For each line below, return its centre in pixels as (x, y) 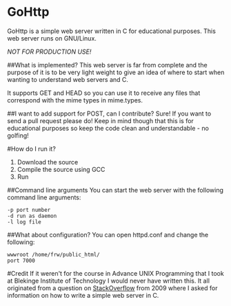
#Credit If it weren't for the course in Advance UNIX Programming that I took (115, 273)
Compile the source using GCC (61, 169)
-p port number (29, 210)
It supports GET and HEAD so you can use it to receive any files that (104, 93)
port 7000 (21, 261)
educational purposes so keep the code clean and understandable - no (108, 128)
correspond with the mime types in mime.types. (75, 100)
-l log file (24, 222)
